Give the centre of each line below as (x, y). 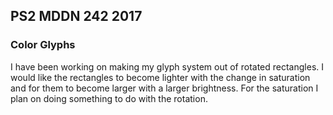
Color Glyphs (43, 45)
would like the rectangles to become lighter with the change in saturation (160, 77)
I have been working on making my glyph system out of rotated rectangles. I (167, 66)
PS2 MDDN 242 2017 (76, 16)
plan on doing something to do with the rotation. (109, 98)
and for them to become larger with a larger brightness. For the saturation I (164, 88)
